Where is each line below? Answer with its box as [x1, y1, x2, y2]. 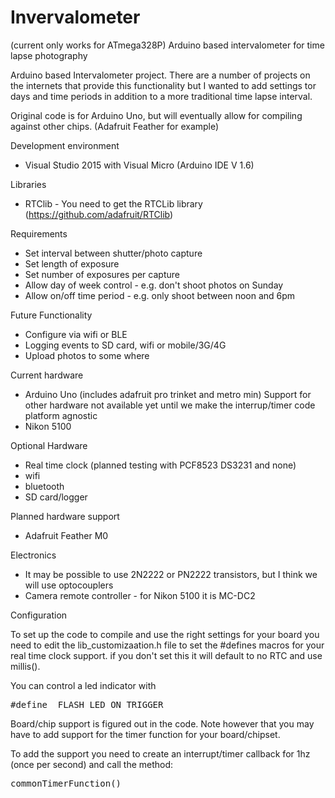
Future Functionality [10, 309, 93, 321]
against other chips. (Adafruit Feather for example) [10, 120, 220, 132]
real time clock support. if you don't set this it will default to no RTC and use [10, 649, 323, 661]
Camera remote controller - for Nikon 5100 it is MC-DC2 [24, 589, 256, 601]
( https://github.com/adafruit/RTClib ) [24, 208, 174, 220]
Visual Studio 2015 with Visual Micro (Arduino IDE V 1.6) [24, 159, 255, 171]
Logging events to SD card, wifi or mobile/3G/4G [24, 339, 227, 351]
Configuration [10, 609, 68, 621]
